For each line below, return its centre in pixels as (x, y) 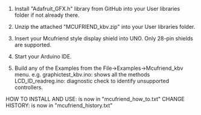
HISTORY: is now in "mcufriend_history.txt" (59, 105)
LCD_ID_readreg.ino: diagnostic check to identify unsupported (92, 81)
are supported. (33, 45)
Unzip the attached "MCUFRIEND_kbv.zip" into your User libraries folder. (105, 27)
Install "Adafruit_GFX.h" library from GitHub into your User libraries (97, 9)
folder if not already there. (47, 15)
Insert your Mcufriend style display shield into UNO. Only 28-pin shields (104, 38)
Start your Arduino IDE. (43, 56)
